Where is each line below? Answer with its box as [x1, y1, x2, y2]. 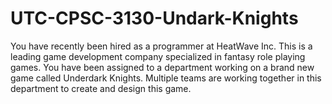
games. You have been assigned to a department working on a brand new [10, 61, 315, 73]
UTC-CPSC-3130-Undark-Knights [10, 7, 299, 30]
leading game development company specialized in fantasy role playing [10, 50, 306, 62]
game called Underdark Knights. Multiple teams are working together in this [10, 72, 322, 84]
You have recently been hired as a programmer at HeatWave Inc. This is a [10, 40, 313, 52]
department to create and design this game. [10, 82, 192, 94]
